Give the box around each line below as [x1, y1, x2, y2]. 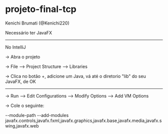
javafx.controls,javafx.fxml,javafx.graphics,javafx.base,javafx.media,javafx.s [5, 117, 162, 123]
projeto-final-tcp [5, 3, 76, 15]
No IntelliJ [5, 44, 26, 50]
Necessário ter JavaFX [5, 29, 52, 35]
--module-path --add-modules [5, 112, 69, 118]
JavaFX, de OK [5, 78, 36, 84]
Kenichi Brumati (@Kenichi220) [5, 20, 70, 26]
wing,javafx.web [5, 122, 39, 128]
